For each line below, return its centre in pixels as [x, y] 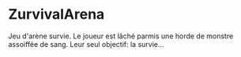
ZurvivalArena [56, 14]
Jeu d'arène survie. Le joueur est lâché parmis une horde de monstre [121, 36]
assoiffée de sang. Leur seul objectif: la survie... [86, 44]
